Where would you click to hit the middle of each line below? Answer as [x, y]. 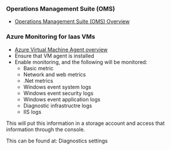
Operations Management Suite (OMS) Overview [72, 22]
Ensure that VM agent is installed [54, 56]
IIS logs [32, 112]
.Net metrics [38, 80]
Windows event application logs [62, 99]
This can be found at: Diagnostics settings [57, 141]
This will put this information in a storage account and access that [85, 123]
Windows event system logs [57, 87]
